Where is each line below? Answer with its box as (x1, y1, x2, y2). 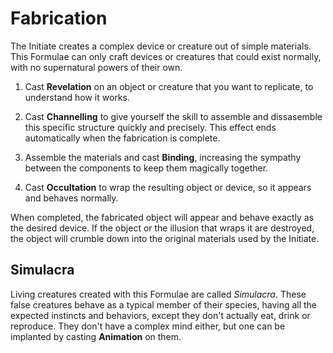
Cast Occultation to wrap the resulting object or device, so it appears (24, 181, 312, 193)
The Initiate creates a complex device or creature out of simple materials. (10, 40, 312, 52)
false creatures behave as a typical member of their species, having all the (10, 298, 318, 311)
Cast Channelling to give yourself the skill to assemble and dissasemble (24, 110, 323, 122)
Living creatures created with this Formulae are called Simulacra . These (10, 288, 307, 300)
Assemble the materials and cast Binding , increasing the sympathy (24, 151, 302, 163)
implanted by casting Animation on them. (10, 330, 182, 342)
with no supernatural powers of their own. (10, 61, 183, 73)
